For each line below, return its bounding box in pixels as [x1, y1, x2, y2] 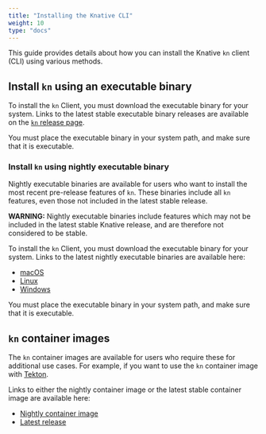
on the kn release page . [8, 118, 85, 127]
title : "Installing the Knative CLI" [8, 11, 133, 20]
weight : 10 [8, 19, 44, 27]
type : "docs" [8, 26, 52, 34]
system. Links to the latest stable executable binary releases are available [8, 109, 249, 119]
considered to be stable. [8, 228, 88, 238]
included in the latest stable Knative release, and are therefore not [8, 220, 224, 230]
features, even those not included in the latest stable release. [8, 196, 208, 206]
